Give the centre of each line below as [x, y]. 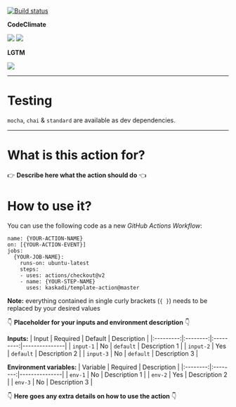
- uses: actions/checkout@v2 [63, 275]
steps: [29, 269]
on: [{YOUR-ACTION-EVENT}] [47, 245]
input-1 [84, 347]
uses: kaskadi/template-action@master [83, 288]
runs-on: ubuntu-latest [55, 263]
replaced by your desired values [54, 308]
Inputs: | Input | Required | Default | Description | [78, 338]
